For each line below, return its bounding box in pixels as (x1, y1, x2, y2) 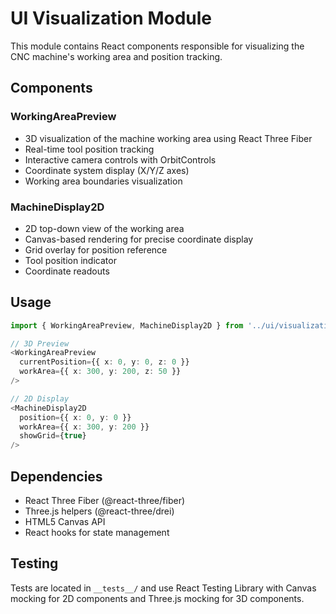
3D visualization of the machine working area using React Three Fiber (24, 132, 313, 144)
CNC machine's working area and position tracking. (10, 50, 223, 62)
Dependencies (10, 468, 103, 485)
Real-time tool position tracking (24, 143, 155, 155)
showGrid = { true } (19, 431, 87, 441)
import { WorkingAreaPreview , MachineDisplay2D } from (10, 320, 244, 331)
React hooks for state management (24, 527, 170, 539)
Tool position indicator (24, 254, 117, 266)
